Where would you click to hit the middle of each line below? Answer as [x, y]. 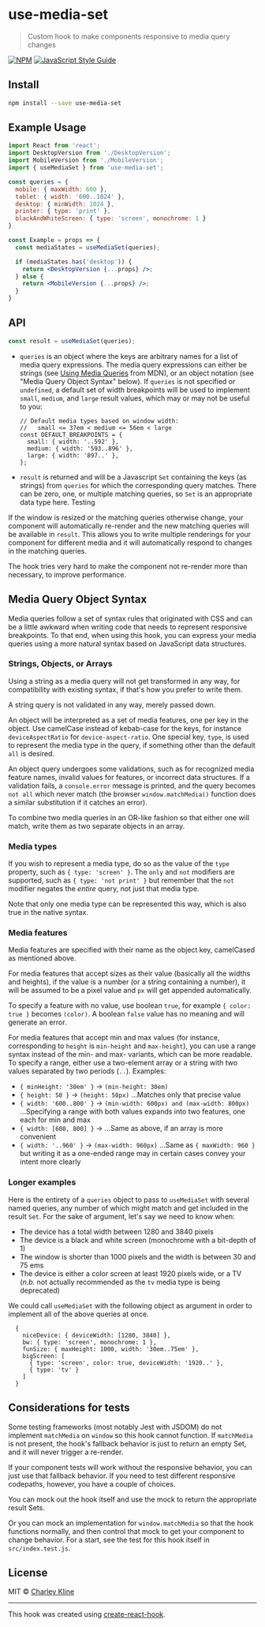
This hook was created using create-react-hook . [87, 1614]
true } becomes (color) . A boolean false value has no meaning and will [126, 1014]
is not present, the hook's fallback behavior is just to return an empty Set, [127, 1443]
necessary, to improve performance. [67, 574]
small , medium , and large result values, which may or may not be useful [134, 398]
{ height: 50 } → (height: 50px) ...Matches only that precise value [130, 1095]
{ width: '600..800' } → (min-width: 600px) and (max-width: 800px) [134, 1103]
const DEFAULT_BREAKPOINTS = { [71, 435]
